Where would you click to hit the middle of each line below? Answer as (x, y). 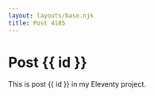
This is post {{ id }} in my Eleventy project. (77, 84)
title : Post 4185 (37, 23)
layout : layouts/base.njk (51, 16)
